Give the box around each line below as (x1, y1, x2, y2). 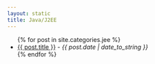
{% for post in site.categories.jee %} (17, 35, 121, 43)
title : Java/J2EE (7, 17, 57, 23)
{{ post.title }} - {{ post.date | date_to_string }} (17, 43, 148, 51)
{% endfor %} (17, 50, 57, 58)
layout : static (7, 10, 51, 17)
